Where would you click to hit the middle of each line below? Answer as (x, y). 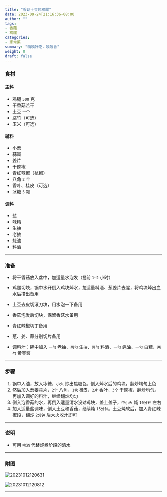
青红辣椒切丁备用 (30, 326)
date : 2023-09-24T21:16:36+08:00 (40, 14)
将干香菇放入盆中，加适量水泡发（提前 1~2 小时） (63, 277)
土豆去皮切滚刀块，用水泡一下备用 (47, 305)
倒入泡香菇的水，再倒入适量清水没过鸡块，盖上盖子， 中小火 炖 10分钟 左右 (87, 402)
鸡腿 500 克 (24, 99)
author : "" (16, 19)
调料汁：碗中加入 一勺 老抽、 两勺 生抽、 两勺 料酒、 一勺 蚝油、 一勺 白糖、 (85, 347)
